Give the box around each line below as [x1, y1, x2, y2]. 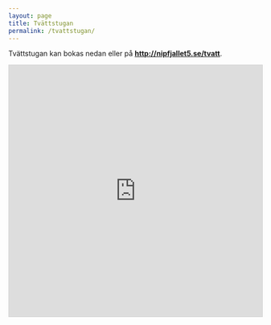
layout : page [8, 11, 52, 20]
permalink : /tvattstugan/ [8, 27, 95, 35]
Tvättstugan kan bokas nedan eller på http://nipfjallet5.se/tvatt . [8, 49, 223, 59]
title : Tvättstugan [8, 19, 74, 27]
